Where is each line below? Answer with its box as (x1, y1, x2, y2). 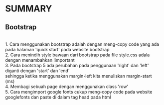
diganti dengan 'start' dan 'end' (5, 68, 70, 74)
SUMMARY (5, 3, 52, 14)
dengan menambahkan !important (5, 57, 75, 63)
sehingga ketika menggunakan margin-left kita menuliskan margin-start (5, 73, 152, 79)
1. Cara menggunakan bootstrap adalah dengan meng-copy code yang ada (5, 41, 160, 47)
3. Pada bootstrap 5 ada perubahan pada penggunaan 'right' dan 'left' (5, 63, 149, 68)
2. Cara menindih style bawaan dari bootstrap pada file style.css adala (5, 52, 150, 58)
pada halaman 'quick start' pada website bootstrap (5, 47, 110, 52)
